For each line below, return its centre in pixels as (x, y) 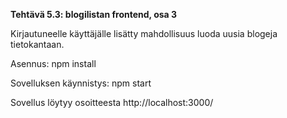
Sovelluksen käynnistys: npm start (81, 83)
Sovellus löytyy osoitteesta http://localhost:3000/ (112, 102)
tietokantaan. (37, 44)
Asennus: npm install (53, 63)
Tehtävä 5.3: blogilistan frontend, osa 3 (94, 14)
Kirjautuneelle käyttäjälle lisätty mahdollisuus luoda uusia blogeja (144, 33)
